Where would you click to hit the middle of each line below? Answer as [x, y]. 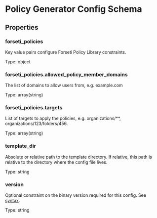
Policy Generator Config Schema [74, 9]
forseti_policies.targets [34, 108]
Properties [22, 27]
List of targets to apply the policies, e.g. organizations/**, [63, 118]
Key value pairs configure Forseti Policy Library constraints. [66, 52]
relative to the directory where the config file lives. [56, 162]
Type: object [18, 62]
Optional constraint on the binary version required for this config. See [76, 195]
